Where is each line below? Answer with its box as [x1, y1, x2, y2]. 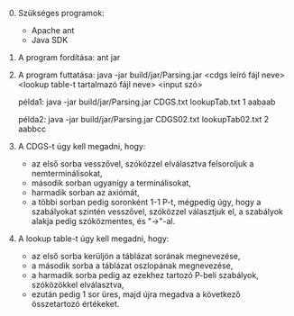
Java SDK [31, 35, 69, 45]
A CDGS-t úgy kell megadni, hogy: [17, 141, 146, 151]
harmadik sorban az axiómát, [31, 187, 140, 197]
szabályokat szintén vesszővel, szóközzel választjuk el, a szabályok [31, 206, 284, 217]
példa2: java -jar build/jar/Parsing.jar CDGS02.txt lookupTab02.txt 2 [17, 114, 270, 124]
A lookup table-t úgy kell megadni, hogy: [17, 233, 170, 244]
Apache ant [31, 25, 75, 35]
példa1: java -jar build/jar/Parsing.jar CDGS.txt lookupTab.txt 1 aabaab [17, 96, 276, 107]
